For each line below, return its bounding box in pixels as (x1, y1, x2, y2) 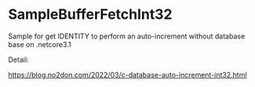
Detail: (8, 55, 29, 64)
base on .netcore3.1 (8, 39, 72, 49)
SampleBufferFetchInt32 (8, 5, 173, 24)
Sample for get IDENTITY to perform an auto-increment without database (8, 31, 246, 41)
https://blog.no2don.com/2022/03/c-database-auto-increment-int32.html (8, 70, 247, 79)
